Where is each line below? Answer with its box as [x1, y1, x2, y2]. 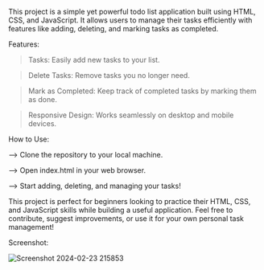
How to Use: [8, 134, 50, 144]
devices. [27, 119, 57, 128]
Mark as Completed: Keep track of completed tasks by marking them [27, 86, 257, 96]
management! [8, 223, 55, 231]
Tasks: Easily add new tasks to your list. [27, 55, 160, 64]
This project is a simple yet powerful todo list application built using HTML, [8, 7, 256, 16]
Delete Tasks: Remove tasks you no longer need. [27, 71, 191, 80]
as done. [27, 95, 58, 104]
